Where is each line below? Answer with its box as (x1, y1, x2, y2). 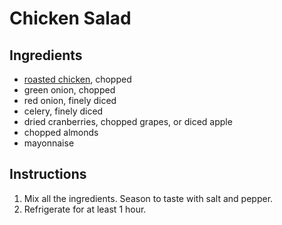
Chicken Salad (9, 7, 132, 30)
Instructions (9, 166, 87, 183)
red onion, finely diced (23, 95, 117, 106)
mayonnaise (23, 137, 75, 149)
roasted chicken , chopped (23, 73, 132, 85)
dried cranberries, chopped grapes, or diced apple (23, 116, 233, 127)
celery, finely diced (23, 105, 104, 117)
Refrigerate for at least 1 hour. (23, 203, 147, 215)
